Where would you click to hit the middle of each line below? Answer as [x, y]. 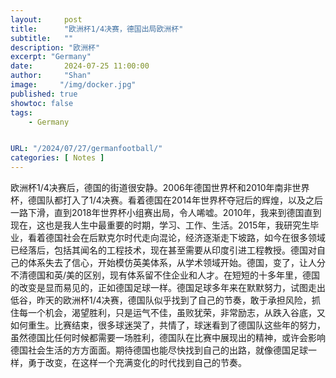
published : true [44, 94]
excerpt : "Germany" [51, 57]
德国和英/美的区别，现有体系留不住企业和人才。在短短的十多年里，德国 [174, 275]
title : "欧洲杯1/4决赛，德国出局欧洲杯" [97, 29]
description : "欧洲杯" [55, 47]
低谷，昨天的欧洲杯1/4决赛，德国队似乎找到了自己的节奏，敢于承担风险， [161, 300]
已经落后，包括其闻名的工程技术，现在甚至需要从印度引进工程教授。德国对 [163, 250]
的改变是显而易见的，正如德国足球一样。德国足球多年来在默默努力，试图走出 [168, 287]
